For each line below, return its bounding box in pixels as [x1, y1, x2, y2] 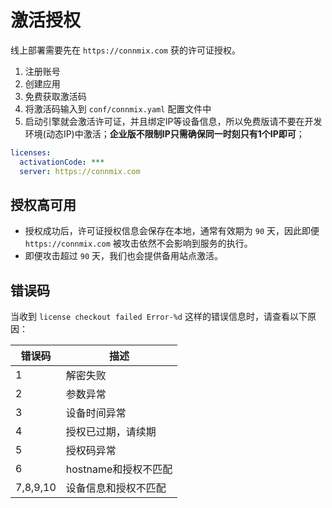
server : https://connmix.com [19, 166, 141, 176]
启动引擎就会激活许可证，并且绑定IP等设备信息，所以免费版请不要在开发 [24, 115, 323, 127]
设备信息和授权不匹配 [65, 481, 167, 495]
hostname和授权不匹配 [65, 462, 173, 476]
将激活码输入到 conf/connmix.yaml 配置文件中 [24, 102, 212, 115]
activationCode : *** [19, 157, 105, 167]
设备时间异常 [65, 406, 127, 420]
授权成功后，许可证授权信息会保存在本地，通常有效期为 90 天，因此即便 [24, 225, 320, 237]
